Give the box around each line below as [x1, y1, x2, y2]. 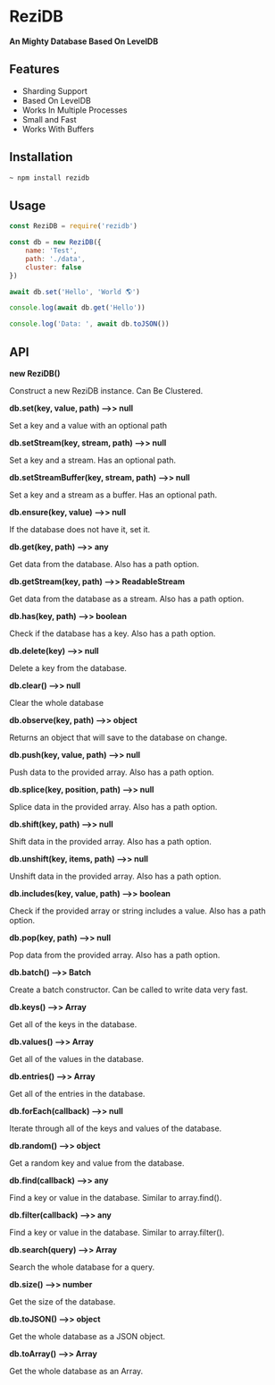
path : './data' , [25, 254, 87, 263]
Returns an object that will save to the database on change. [9, 732, 228, 743]
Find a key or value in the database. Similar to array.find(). [9, 1192, 222, 1202]
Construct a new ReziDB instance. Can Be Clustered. [9, 385, 204, 395]
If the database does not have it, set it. [9, 523, 151, 534]
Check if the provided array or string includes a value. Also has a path [9, 905, 266, 916]
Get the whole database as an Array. [9, 1365, 144, 1376]
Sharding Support [21, 85, 87, 96]
